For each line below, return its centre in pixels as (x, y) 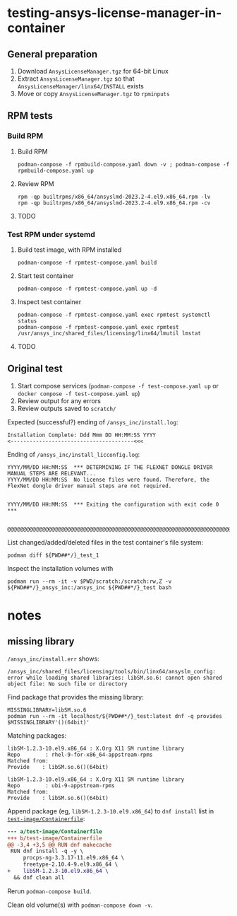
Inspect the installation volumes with (60, 568)
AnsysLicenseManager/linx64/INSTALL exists (81, 86)
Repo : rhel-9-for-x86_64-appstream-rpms (80, 755)
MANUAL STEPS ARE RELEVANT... (52, 473)
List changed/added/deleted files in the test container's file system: (105, 542)
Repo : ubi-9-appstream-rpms (61, 785)
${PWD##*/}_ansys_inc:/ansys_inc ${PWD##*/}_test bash (90, 587)
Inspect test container (49, 301)
